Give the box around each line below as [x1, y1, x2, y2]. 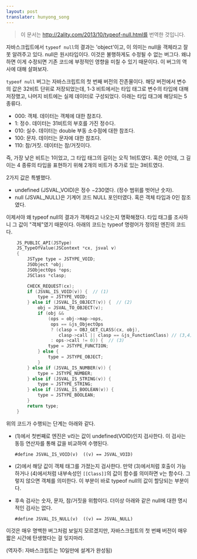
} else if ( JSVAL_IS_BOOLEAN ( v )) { [27, 387, 114, 393]
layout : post [6, 8, 38, 15]
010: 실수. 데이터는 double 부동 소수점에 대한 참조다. [14, 127, 135, 134]
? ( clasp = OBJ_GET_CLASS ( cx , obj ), [50, 327, 141, 333]
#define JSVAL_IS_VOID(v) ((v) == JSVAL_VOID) [14, 451, 133, 458]
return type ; [27, 403, 59, 409]
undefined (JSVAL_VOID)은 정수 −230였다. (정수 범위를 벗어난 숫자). [14, 186, 174, 194]
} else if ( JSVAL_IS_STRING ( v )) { [27, 376, 111, 382]
